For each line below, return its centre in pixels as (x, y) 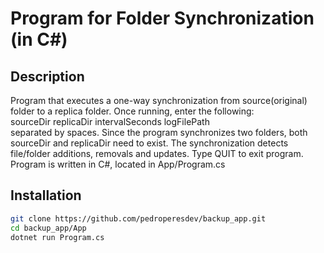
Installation (46, 195)
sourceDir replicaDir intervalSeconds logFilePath (110, 121)
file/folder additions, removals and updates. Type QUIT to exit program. (157, 153)
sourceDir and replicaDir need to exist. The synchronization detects (149, 143)
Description (47, 76)
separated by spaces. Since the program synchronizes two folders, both (159, 132)
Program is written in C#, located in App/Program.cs (118, 164)
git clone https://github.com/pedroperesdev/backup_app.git (138, 218)
